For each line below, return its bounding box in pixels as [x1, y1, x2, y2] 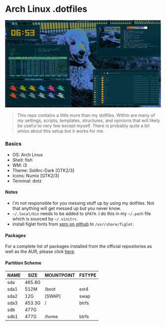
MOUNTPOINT [44, 272, 76, 278]
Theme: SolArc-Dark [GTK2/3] [12, 167, 75, 173]
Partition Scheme [5, 260, 42, 266]
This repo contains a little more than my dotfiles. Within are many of [17, 112, 155, 118]
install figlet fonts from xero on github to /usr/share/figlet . [12, 221, 134, 227]
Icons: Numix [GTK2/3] [12, 173, 59, 179]
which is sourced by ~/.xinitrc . [12, 216, 78, 221]
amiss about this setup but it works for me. [17, 128, 105, 134]
